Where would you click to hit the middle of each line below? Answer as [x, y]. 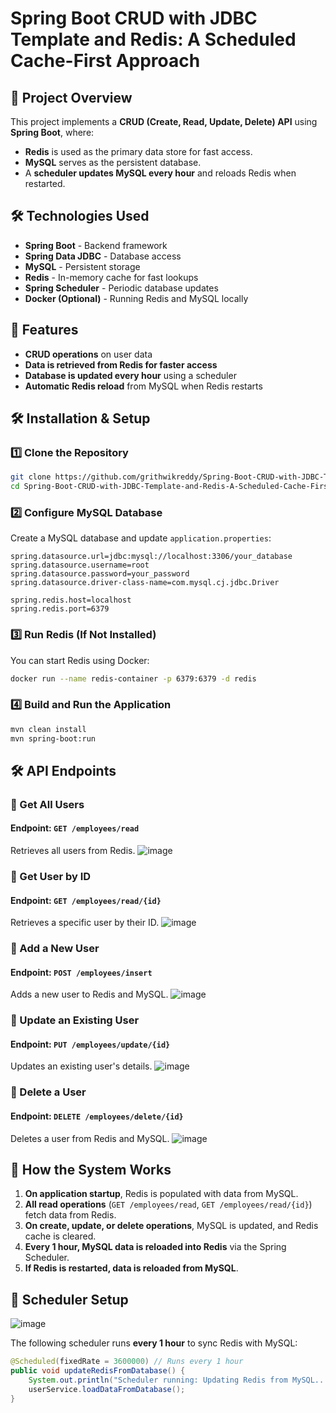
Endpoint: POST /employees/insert [81, 972]
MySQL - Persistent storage [82, 266]
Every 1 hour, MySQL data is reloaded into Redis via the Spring [155, 1247]
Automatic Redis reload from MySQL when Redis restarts [143, 386]
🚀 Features [44, 330]
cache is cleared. [60, 1236]
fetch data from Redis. [70, 1215]
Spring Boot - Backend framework [96, 245]
